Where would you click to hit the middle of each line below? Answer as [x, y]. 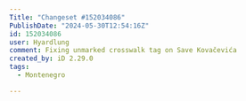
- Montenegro [41, 75]
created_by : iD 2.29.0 [51, 58]
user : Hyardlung [39, 42]
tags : [19, 67]
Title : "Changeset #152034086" [67, 17]
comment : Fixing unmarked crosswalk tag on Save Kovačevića [123, 50]
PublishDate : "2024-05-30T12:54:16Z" [79, 26]
